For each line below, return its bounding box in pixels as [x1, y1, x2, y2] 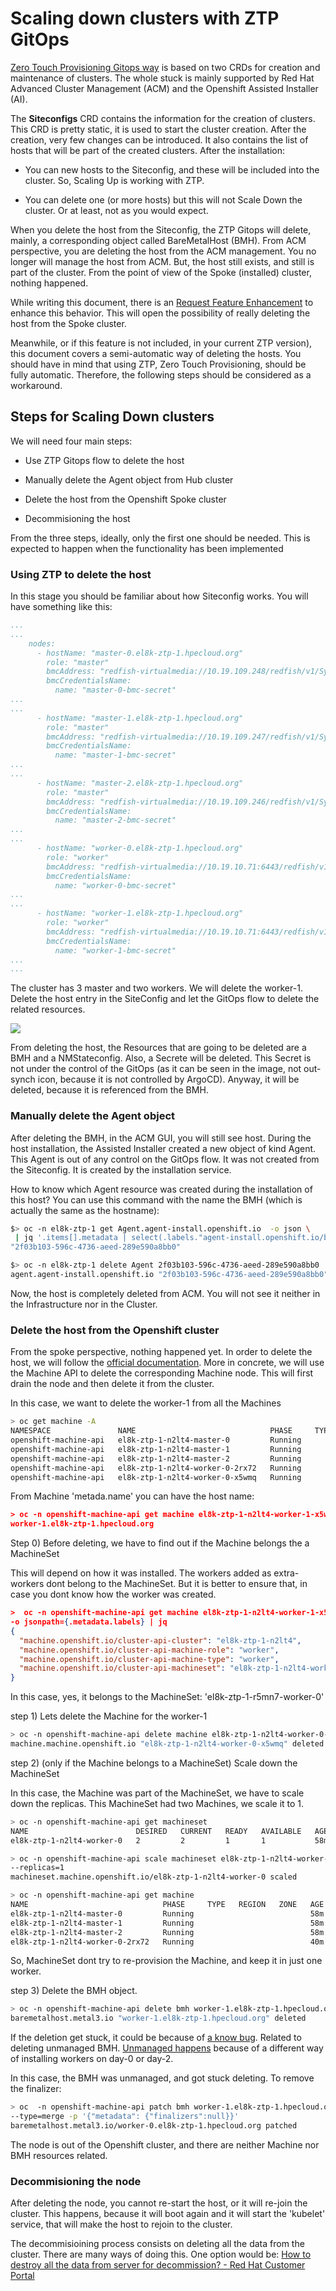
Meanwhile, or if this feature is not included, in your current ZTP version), [10, 337, 313, 349]
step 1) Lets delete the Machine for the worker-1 [10, 1710, 208, 1722]
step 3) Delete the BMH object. [10, 1985, 138, 1997]
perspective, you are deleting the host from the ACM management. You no [10, 245, 317, 257]
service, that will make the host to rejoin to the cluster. [10, 2218, 233, 2231]
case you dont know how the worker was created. [10, 1588, 217, 1601]
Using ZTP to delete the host [10, 567, 152, 581]
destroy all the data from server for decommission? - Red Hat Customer [10, 2259, 306, 2271]
